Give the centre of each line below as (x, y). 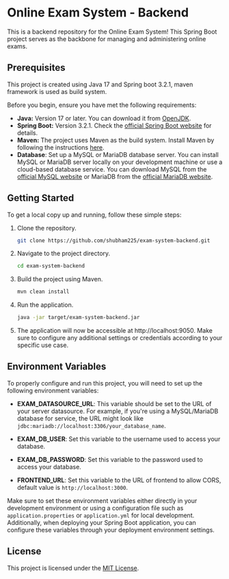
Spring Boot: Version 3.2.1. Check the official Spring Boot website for (114, 126)
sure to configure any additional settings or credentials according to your (120, 338)
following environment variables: (53, 390)
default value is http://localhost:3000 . (72, 487)
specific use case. (43, 345)
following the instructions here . (60, 147)
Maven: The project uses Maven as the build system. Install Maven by (116, 140)
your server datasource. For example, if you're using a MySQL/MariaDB (118, 411)
